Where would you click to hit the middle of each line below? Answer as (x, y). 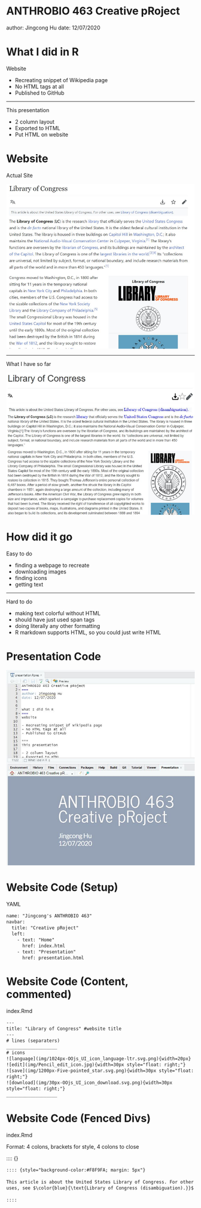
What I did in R (42, 52)
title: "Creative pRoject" (45, 928)
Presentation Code (54, 656)
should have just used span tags (55, 620)
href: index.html (44, 946)
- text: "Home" (36, 940)
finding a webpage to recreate (52, 566)
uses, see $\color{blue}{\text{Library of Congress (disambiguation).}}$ (100, 1188)
